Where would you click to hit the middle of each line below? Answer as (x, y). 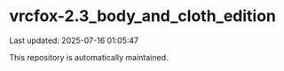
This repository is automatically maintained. (89, 57)
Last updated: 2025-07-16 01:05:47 (74, 40)
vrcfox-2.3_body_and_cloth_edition (143, 16)
